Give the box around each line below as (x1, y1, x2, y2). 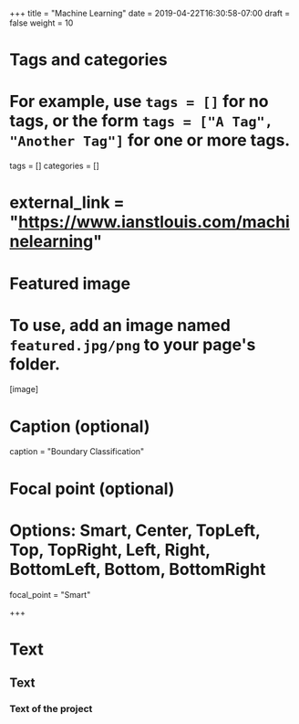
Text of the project (9, 703, 93, 715)
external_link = (9, 192, 125, 213)
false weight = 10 (9, 17, 74, 28)
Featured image (9, 273, 130, 293)
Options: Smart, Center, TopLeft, (9, 520, 261, 540)
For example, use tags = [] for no (9, 91, 269, 112)
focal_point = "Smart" (9, 589, 91, 600)
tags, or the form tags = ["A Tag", (9, 111, 273, 132)
